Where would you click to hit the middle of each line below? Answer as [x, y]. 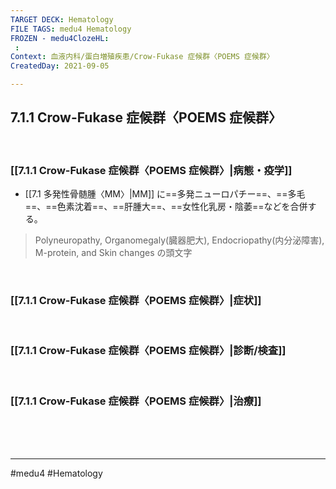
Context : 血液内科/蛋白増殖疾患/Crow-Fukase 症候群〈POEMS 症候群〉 [142, 57]
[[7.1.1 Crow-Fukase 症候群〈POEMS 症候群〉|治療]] [136, 401]
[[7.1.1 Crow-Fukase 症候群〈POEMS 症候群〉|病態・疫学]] [151, 170]
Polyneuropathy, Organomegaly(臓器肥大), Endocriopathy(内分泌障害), [179, 240]
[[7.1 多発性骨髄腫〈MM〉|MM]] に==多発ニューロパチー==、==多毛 [165, 194]
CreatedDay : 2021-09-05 [60, 66]
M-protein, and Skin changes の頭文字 [113, 253]
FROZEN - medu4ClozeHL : [60, 38]
